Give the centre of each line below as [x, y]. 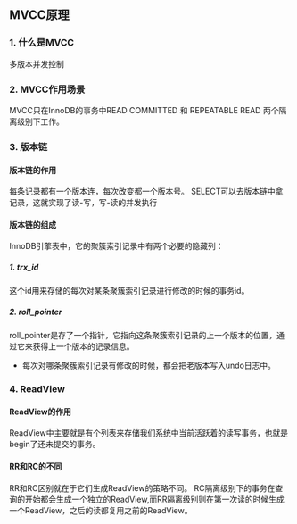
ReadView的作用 [40, 412]
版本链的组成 [33, 224]
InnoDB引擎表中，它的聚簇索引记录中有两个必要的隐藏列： [116, 246]
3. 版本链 [29, 146]
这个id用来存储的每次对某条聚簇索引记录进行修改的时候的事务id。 [129, 291]
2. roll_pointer [36, 312]
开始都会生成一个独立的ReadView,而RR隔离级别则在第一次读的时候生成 [154, 499]
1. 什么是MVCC [41, 43]
